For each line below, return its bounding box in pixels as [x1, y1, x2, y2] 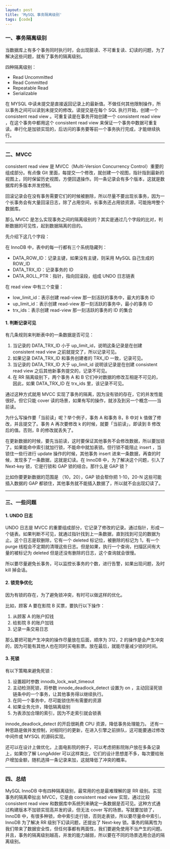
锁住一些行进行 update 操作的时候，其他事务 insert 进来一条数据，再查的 [5, 451, 156, 457]
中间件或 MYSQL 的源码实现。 [5, 733, 68, 739]
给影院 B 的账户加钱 [12, 619, 54, 625]
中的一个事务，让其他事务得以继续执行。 [21, 691, 106, 697]
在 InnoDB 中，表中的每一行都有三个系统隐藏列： [5, 244, 107, 250]
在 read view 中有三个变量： [5, 284, 64, 290]
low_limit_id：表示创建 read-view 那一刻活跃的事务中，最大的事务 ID [12, 294, 155, 300]
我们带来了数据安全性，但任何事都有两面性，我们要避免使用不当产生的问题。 [5, 826, 165, 832]
